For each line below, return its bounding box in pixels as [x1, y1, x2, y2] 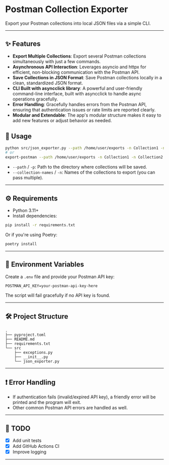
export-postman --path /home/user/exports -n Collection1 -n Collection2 [5, 155, 163, 160]
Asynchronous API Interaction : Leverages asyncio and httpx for [12, 64, 147, 70]
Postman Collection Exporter [5, 4, 128, 15]
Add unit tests [12, 438, 42, 443]
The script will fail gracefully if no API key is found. [5, 292, 111, 298]
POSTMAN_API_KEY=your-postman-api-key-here [5, 283, 98, 288]
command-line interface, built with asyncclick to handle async [12, 90, 142, 96]
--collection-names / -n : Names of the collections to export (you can [12, 169, 155, 175]
